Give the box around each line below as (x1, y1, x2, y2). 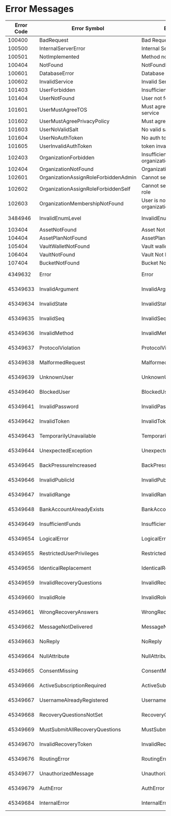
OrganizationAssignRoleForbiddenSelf (39, 185, 131, 192)
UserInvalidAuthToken (39, 142, 92, 150)
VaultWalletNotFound (39, 243, 90, 250)
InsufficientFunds (39, 520, 81, 527)
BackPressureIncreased (39, 462, 97, 469)
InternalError (39, 799, 70, 806)
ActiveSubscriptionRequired (39, 682, 106, 689)
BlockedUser (39, 388, 70, 395)
